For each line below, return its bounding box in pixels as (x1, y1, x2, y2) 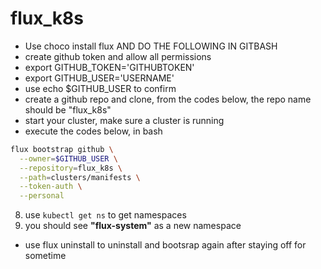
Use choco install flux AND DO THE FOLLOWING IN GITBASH (24, 40, 278, 52)
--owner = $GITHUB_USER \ (19, 153, 118, 164)
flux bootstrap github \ (10, 144, 114, 154)
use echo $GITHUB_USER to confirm (24, 82, 177, 94)
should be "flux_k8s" (24, 103, 112, 116)
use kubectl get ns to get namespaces (24, 209, 187, 221)
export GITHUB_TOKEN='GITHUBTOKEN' (24, 61, 195, 73)
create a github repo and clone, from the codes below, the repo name (24, 93, 312, 105)
